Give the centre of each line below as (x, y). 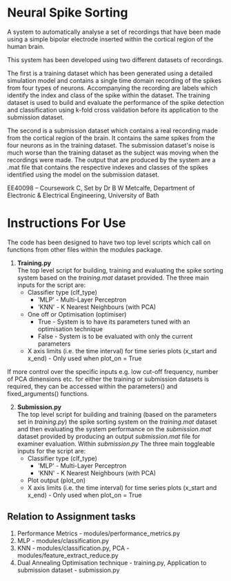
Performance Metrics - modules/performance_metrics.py (99, 533)
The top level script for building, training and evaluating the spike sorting (120, 270)
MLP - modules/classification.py (63, 540)
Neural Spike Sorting (68, 13)
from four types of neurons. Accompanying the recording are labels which (112, 88)
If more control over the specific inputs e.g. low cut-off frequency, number (113, 371)
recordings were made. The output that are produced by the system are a (111, 159)
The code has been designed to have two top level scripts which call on (109, 242)
